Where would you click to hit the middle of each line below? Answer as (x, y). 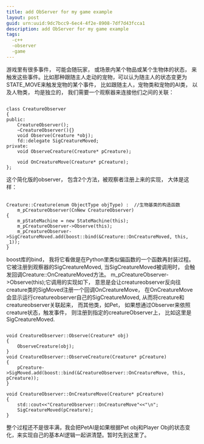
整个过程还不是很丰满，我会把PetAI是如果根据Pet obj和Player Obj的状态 (96, 427)
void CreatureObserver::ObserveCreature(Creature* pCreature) (87, 357)
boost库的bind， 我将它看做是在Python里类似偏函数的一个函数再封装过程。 (100, 259)
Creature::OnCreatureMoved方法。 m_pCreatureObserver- (95, 274)
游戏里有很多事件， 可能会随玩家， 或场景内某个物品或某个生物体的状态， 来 (102, 69)
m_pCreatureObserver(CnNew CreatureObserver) (76, 210)
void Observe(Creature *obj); (56, 135)
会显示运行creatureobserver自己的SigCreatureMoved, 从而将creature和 (96, 297)
